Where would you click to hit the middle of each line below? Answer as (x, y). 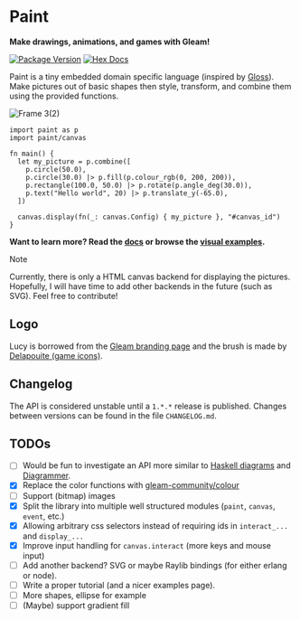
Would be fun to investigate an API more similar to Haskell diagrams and (156, 465)
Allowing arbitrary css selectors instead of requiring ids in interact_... (155, 525)
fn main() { (32, 154)
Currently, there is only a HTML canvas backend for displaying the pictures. (150, 277)
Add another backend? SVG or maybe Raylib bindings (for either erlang (155, 565)
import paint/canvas (48, 137)
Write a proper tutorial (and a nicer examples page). (118, 585)
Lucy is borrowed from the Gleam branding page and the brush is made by (148, 346)
